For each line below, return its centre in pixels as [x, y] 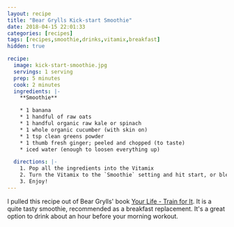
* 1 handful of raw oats [56, 117]
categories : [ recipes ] [40, 33]
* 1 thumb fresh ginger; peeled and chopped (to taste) [103, 143]
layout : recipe [29, 14]
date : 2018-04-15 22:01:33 [46, 27]
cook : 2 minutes [37, 85]
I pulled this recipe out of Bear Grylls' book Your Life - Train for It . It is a [110, 201]
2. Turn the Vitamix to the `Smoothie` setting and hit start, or [118, 175]
